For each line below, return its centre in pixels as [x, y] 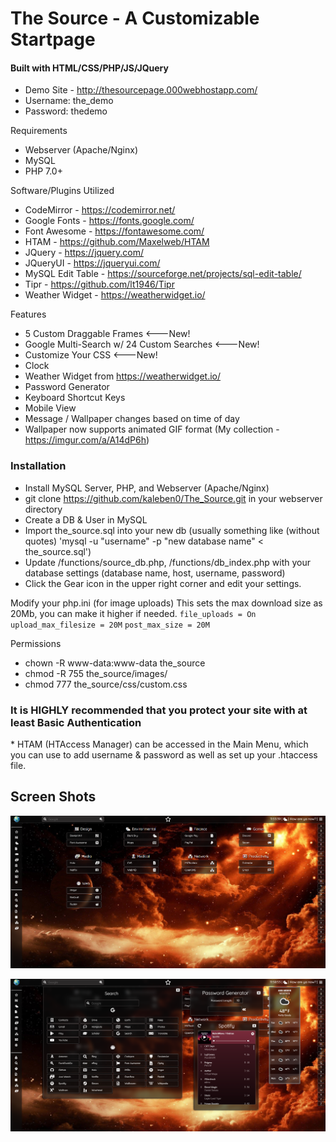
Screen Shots [53, 797]
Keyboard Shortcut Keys [75, 398]
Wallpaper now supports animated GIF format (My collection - [152, 429]
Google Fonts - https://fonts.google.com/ [109, 221]
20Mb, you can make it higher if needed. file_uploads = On [133, 613]
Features [28, 314]
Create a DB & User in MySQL [86, 519]
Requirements [39, 131]
